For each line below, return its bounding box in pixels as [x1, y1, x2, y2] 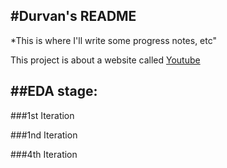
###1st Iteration [10, 109, 75, 121]
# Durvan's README [10, 8, 137, 25]
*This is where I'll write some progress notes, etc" [10, 34, 218, 46]
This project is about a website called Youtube [10, 54, 201, 66]
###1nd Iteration [10, 129, 78, 141]
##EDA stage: [10, 83, 98, 100]
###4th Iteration [10, 148, 78, 160]
